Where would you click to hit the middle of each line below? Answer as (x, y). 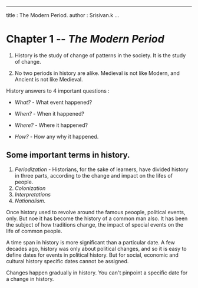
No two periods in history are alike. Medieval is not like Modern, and (97, 73)
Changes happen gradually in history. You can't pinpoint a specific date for (97, 273)
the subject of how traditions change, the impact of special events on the (95, 224)
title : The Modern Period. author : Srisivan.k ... (63, 15)
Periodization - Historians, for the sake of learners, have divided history (101, 169)
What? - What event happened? (53, 102)
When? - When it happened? (49, 113)
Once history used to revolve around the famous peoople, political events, (96, 212)
